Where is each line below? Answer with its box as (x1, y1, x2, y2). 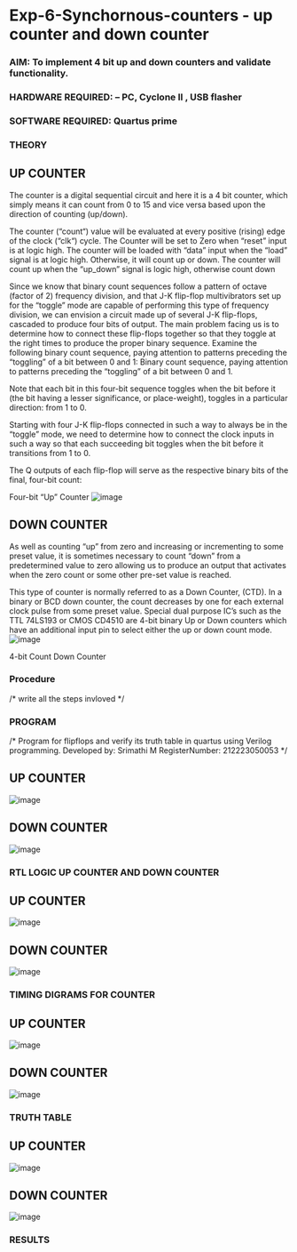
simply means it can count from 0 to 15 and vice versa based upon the (9, 199, 266, 210)
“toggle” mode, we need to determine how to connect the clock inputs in (9, 429, 275, 439)
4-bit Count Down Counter (9, 651, 106, 662)
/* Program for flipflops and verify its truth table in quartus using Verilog (9, 735, 272, 747)
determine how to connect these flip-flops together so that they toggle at (9, 328, 277, 339)
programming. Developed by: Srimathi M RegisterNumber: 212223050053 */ (9, 745, 288, 756)
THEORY (9, 139, 47, 151)
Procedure (9, 673, 56, 686)
